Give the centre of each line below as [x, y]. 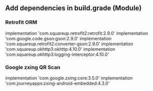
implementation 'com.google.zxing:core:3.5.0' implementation [69, 78]
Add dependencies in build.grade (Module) [73, 8]
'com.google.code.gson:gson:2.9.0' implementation [58, 38]
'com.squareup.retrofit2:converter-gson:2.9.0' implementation [69, 44]
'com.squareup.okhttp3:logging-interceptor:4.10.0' [57, 54]
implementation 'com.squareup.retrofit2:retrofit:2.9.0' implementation [77, 33]
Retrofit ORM [21, 22]
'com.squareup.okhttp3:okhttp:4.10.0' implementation [60, 49]
